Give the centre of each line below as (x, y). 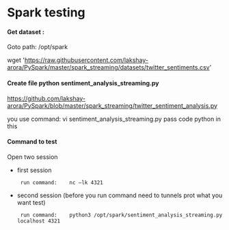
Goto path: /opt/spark (38, 47)
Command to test (32, 142)
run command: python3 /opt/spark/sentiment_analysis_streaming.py (121, 215)
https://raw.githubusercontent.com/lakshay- (86, 60)
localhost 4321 (39, 221)
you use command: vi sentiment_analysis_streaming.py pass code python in (114, 119)
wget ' (16, 60)
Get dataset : (26, 31)
